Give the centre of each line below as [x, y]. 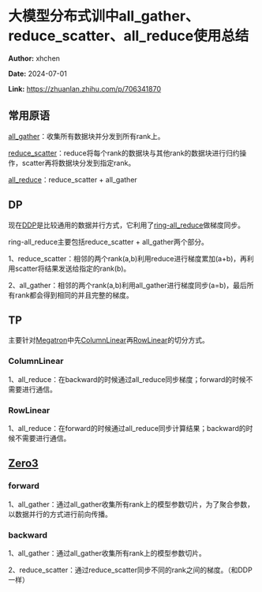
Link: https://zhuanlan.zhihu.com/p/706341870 [85, 88]
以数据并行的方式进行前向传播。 [60, 514]
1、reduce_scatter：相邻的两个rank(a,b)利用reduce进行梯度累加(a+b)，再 [127, 258]
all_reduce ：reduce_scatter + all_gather [73, 179]
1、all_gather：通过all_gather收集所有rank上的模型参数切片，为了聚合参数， [131, 504]
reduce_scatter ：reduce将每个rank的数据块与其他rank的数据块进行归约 [124, 153]
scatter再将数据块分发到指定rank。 [79, 163]
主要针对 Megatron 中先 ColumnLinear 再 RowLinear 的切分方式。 [109, 340]
